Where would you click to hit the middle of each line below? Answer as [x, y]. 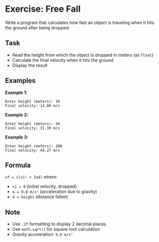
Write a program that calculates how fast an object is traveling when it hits [80, 22]
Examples [20, 81]
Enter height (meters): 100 [34, 146]
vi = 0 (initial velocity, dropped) [45, 186]
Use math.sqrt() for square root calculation [56, 229]
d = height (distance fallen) [40, 197]
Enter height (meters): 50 [33, 124]
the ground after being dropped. [37, 27]
